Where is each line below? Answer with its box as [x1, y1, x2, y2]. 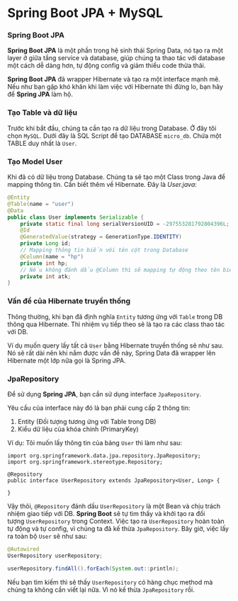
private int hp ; [20, 260, 69, 267]
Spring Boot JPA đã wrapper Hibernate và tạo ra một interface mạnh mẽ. [7, 75, 221, 84]
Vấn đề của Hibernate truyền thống [7, 296, 131, 306]
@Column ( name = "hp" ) [20, 253, 84, 260]
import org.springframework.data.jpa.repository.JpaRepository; [7, 452, 201, 459]
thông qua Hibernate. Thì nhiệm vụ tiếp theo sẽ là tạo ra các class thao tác [7, 320, 225, 328]
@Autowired [7, 545, 40, 553]
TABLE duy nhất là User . [7, 139, 77, 147]
